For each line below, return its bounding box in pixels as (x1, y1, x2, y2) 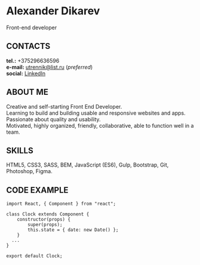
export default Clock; (6, 253, 63, 259)
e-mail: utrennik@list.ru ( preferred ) (6, 63, 93, 70)
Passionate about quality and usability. (6, 115, 101, 123)
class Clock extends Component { (6, 211, 90, 217)
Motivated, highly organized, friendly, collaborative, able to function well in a (6, 122, 194, 129)
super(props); (27, 222, 63, 228)
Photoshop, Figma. (6, 168, 53, 175)
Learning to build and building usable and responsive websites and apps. (6, 109, 186, 116)
